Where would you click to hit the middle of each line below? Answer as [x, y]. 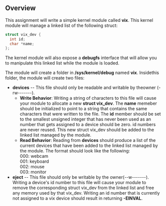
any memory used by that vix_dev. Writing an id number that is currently [86, 193]
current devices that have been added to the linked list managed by [89, 145]
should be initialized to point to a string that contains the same [83, 109]
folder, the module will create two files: [45, 78]
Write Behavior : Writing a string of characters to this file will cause [88, 98]
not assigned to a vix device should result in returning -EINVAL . [78, 199]
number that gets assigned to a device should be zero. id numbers [88, 125]
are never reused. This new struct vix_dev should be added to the [87, 130]
